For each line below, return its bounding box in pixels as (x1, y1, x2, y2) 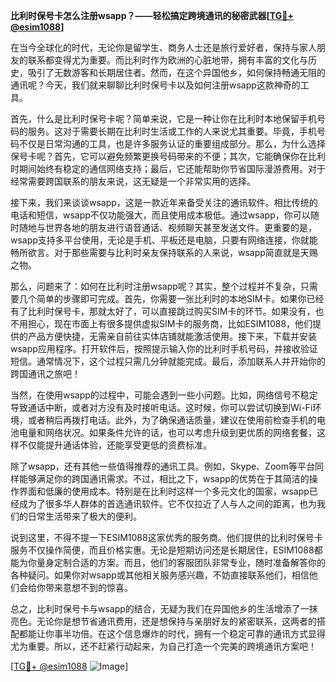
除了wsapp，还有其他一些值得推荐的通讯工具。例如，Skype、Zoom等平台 (10, 460, 315, 472)
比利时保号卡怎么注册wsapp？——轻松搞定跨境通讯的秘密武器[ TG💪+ (10, 10, 294, 21)
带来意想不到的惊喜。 (44, 582, 133, 593)
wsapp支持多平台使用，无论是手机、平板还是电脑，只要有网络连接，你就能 (10, 234, 318, 246)
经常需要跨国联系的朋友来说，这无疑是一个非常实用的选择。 (10, 175, 256, 187)
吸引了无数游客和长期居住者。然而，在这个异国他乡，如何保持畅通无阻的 (27, 67, 326, 78)
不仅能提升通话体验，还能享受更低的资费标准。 (18, 439, 212, 451)
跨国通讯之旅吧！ (10, 368, 81, 379)
